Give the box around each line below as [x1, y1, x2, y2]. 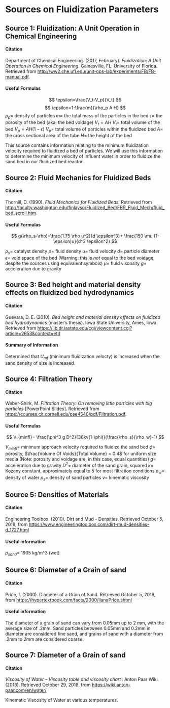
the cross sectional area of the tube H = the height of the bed [5, 133, 132, 139]
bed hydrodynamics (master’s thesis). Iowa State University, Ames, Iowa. [5, 319, 158, 325]
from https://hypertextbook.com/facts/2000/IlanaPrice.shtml [5, 597, 132, 603]
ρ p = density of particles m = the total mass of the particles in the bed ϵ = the [5, 112, 163, 120]
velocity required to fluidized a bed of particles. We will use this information [5, 148, 163, 154]
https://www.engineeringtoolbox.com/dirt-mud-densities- [28, 521, 150, 527]
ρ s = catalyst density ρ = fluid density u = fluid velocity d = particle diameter [5, 248, 160, 256]
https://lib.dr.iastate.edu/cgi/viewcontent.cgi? [37, 325, 132, 331]
